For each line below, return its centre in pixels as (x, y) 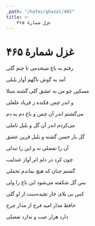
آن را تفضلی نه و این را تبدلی (38, 148)
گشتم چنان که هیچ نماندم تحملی (41, 171)
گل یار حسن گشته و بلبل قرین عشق (45, 137)
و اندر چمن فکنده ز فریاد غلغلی (40, 102)
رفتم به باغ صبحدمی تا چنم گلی (40, 68)
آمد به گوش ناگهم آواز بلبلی (36, 80)
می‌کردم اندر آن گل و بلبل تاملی (40, 125)
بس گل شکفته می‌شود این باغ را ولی (46, 182)
